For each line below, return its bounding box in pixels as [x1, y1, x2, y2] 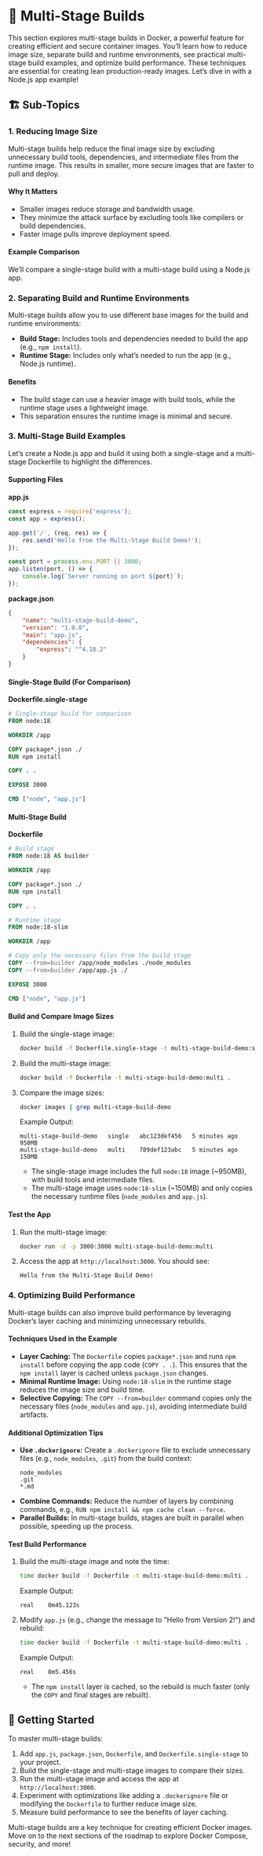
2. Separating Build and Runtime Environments [8, 292, 190, 303]
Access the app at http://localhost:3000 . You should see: [19, 1256, 210, 1266]
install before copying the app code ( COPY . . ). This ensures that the [19, 1360, 247, 1369]
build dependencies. [19, 221, 86, 230]
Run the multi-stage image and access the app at [19, 1774, 179, 1783]
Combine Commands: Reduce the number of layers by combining [19, 1496, 234, 1506]
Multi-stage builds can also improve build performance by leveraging [8, 1307, 232, 1317]
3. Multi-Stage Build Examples [8, 431, 126, 442]
